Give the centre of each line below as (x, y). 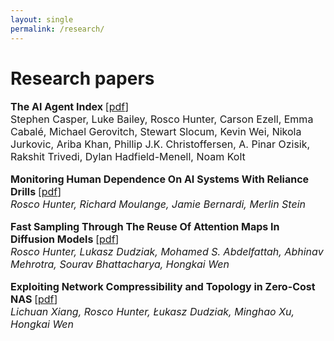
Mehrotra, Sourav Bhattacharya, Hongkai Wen (120, 264)
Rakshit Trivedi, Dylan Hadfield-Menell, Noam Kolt (128, 157)
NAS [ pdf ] (34, 299)
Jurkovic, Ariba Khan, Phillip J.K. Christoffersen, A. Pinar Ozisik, (160, 144)
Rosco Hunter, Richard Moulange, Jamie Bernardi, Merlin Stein (158, 204)
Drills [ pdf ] (36, 192)
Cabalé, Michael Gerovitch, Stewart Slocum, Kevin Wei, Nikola (156, 132)
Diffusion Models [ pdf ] (65, 239)
